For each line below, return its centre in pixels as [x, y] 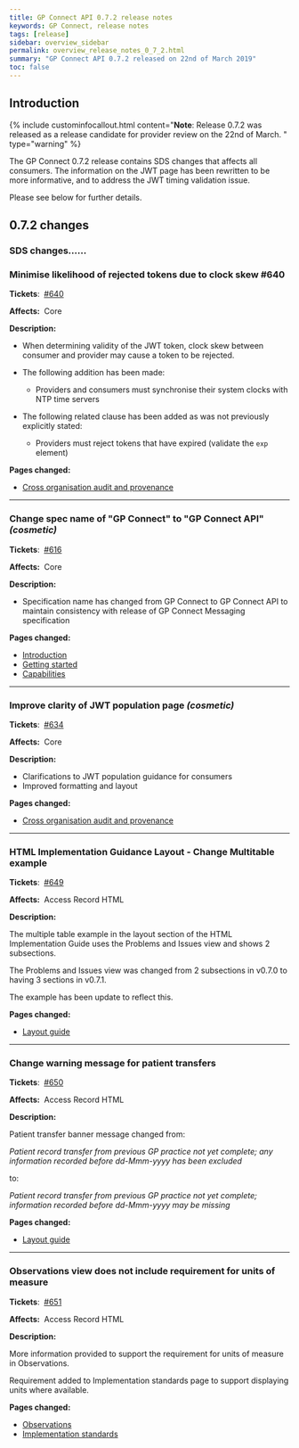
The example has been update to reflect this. [91, 997]
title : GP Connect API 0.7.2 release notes [91, 17]
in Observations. [39, 1363]
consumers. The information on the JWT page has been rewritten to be [140, 170]
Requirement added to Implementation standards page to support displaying [149, 1380]
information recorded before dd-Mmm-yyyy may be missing [120, 1205]
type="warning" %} [45, 144]
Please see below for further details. [76, 197]
